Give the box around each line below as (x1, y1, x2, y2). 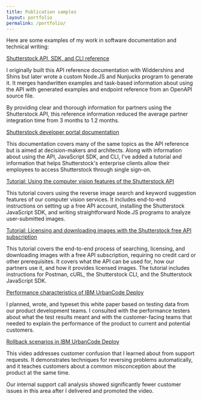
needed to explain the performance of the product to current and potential (6, 320, 191, 327)
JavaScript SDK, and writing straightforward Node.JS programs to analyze (6, 209, 191, 216)
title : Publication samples (6, 8, 77, 15)
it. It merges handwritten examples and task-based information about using (6, 79, 193, 87)
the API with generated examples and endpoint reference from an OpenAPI (6, 86, 192, 93)
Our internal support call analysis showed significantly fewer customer (6, 381, 181, 388)
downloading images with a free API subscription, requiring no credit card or (6, 252, 196, 259)
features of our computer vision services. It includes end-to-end (6, 196, 166, 203)
